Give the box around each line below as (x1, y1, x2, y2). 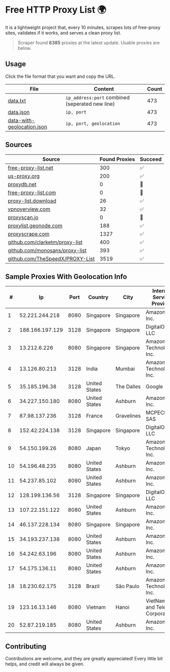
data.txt (8, 97, 26, 104)
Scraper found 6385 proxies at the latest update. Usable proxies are (17, 39, 160, 46)
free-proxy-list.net (8, 164, 54, 171)
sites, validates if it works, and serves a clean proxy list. (5, 30, 121, 36)
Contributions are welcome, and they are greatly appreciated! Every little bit (5, 656, 163, 662)
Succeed (140, 156, 162, 163)
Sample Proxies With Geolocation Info (5, 272, 127, 281)
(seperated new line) (65, 100, 115, 107)
